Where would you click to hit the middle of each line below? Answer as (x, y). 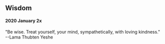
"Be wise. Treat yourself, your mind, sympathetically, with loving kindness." (83, 32)
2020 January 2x (24, 21)
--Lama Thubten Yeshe (29, 37)
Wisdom (19, 8)
